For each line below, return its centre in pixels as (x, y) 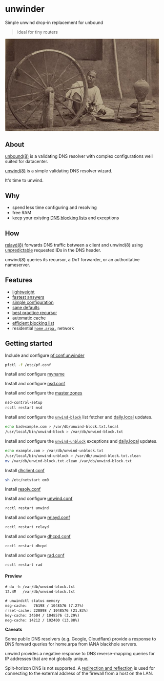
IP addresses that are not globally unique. (47, 659)
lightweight (23, 292)
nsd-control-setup (24, 403)
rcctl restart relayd (27, 527)
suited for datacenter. (27, 162)
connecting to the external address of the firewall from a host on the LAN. (79, 673)
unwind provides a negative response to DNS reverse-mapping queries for (80, 654)
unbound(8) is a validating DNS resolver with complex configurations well (79, 156)
